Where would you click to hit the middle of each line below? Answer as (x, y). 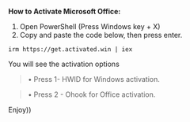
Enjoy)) (20, 110)
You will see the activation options (64, 64)
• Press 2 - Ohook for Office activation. (91, 94)
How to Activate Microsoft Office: (65, 11)
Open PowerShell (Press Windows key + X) (90, 26)
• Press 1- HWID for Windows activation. (94, 79)
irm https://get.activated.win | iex (70, 50)
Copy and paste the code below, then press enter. (101, 35)
